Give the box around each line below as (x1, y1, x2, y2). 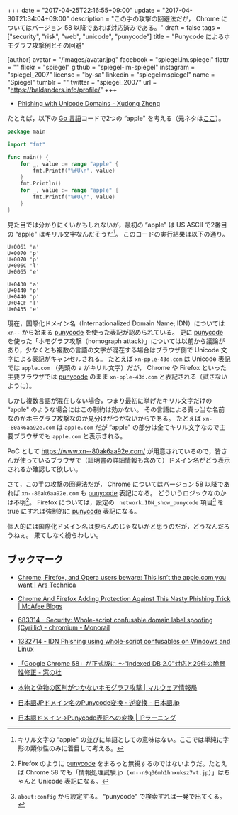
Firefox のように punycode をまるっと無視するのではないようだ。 (17, 759, 209, 767)
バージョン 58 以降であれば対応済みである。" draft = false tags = (31, 23, 221, 31)
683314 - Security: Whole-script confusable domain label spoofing (17, 615, 213, 624)
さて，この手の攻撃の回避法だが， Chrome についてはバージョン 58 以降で (7, 480, 225, 489)
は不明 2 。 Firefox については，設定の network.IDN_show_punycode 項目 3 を (7, 497, 225, 507)
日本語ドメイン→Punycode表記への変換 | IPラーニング (17, 713, 176, 722)
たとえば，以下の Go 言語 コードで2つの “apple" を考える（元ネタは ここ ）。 (7, 114, 225, 122)
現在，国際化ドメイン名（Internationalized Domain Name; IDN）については (7, 319, 225, 328)
